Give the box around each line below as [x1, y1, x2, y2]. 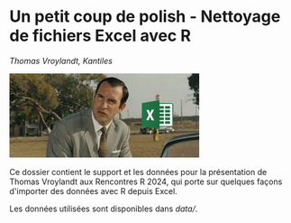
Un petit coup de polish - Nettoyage [9, 6, 281, 27]
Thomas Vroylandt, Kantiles [9, 55, 113, 66]
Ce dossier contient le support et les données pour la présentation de [9, 166, 268, 177]
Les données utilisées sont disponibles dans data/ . [9, 203, 198, 214]
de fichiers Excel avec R [9, 25, 192, 46]
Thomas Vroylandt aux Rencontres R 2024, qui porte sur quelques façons [9, 176, 283, 187]
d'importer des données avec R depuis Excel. [9, 185, 177, 196]
